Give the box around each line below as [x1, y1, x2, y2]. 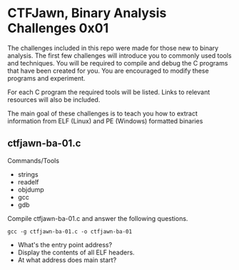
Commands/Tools [7, 156, 59, 165]
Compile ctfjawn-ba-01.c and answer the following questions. [7, 214, 188, 222]
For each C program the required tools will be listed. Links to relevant [7, 88, 210, 96]
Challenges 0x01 [7, 20, 109, 36]
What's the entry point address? [17, 240, 113, 249]
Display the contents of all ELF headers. [17, 248, 135, 256]
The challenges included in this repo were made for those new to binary [7, 43, 219, 52]
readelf [17, 177, 39, 186]
